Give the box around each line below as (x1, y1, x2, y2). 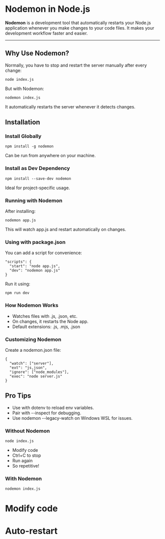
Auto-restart (5, 525, 58, 537)
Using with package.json (5, 238, 66, 245)
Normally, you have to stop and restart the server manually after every (5, 62, 147, 68)
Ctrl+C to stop (12, 452, 41, 459)
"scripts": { (5, 260, 32, 265)
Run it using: (5, 281, 30, 287)
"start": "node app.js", (9, 264, 60, 269)
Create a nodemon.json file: (5, 347, 61, 353)
